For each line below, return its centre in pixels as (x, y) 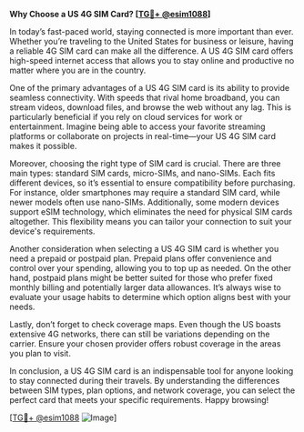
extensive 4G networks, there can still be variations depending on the (140, 334)
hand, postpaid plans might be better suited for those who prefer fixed (141, 278)
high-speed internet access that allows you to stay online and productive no (152, 60)
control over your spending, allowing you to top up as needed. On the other (150, 268)
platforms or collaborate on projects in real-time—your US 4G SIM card (142, 136)
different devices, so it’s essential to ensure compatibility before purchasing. (152, 183)
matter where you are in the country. (78, 70)
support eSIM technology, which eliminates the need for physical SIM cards (151, 212)
